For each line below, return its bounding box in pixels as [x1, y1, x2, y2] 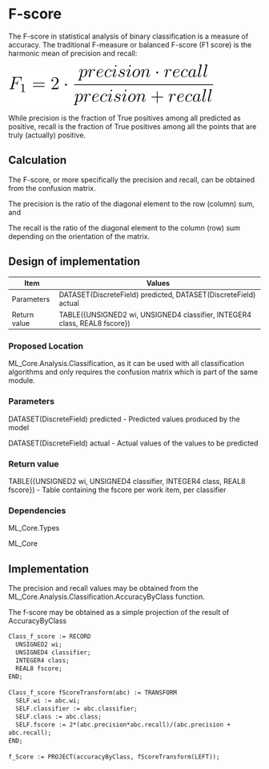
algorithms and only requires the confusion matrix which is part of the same [8, 367, 259, 377]
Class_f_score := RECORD [8, 633, 91, 641]
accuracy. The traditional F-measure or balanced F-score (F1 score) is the [8, 39, 252, 49]
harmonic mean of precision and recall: [8, 48, 138, 58]
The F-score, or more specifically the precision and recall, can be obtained [8, 174, 255, 185]
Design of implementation [8, 254, 141, 269]
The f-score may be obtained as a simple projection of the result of [8, 608, 230, 617]
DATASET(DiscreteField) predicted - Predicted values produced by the [8, 414, 240, 424]
